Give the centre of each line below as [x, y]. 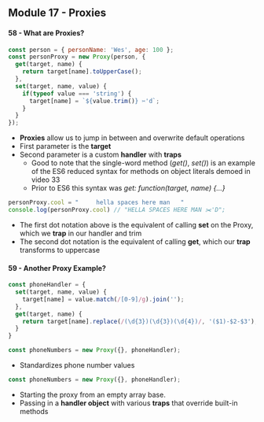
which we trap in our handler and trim [81, 233]
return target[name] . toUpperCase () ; [82, 72]
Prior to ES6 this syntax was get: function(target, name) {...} [128, 188]
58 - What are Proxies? [46, 33]
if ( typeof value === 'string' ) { [77, 94]
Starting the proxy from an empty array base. [93, 394]
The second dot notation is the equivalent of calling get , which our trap [135, 241]
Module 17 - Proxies [57, 13]
